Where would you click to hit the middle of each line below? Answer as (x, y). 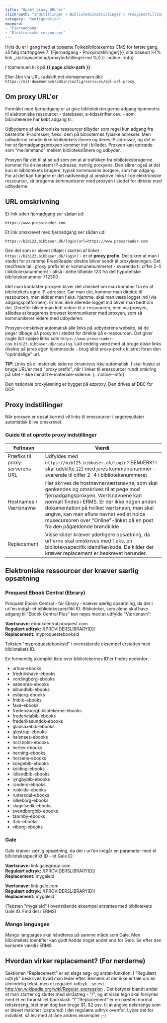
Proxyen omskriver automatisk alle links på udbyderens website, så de (77, 328)
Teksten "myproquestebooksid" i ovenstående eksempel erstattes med (78, 644)
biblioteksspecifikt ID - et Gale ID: (40, 856)
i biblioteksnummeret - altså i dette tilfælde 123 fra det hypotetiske (73, 271)
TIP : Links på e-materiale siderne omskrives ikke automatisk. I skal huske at (83, 364)
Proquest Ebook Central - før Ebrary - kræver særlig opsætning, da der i (79, 603)
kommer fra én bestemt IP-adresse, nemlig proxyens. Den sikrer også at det (83, 165)
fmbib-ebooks (27, 700)
